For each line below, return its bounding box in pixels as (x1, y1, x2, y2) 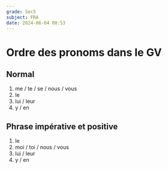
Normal (6, 69, 35, 79)
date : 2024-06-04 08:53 (6, 20, 66, 26)
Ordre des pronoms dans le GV (6, 45, 162, 59)
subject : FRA (6, 14, 39, 20)
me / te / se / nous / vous (14, 85, 77, 93)
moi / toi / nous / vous (14, 144, 69, 151)
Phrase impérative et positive (6, 121, 118, 131)
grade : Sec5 (6, 8, 36, 15)
